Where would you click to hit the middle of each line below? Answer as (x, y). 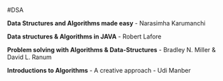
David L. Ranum (30, 57)
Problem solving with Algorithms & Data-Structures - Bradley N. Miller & (111, 50)
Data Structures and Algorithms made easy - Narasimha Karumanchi (106, 23)
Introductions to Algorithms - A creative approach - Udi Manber (99, 70)
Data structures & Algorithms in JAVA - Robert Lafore (84, 36)
